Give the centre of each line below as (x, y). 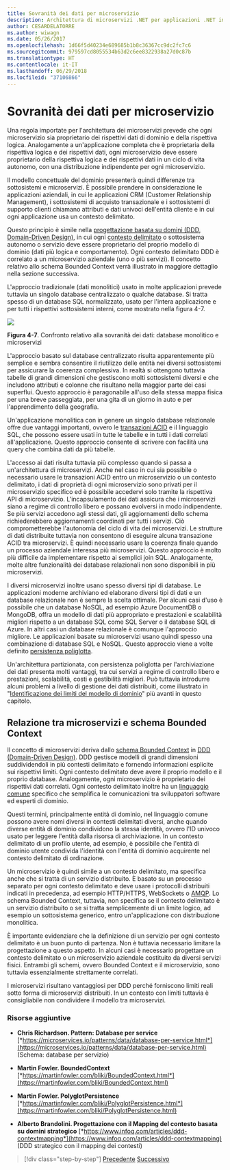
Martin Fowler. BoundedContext (63, 1068)
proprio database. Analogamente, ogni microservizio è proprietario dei (106, 779)
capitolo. (20, 701)
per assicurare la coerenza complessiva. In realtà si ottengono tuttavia (106, 370)
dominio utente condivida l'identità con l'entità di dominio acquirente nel (109, 851)
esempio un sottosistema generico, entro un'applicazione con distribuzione (114, 915)
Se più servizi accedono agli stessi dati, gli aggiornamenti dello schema (108, 514)
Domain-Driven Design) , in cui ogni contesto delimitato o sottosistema (106, 237)
